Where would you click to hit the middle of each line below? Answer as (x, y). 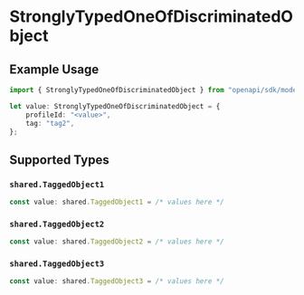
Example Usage (54, 69)
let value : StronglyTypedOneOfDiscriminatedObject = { (115, 106)
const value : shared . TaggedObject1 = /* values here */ (117, 202)
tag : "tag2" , (50, 123)
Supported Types (60, 160)
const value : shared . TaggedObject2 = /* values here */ (117, 242)
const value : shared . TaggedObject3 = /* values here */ (117, 281)
